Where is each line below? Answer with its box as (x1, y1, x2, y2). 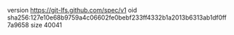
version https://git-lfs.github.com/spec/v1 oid (7, 6, 138, 14)
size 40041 (30, 21, 62, 29)
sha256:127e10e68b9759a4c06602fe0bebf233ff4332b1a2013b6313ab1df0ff (7, 13, 227, 22)
